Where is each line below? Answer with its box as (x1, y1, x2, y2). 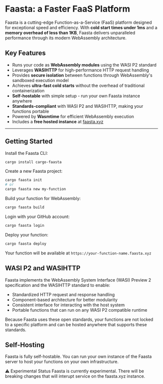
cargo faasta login (5, 223, 45, 228)
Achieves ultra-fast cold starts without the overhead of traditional (12, 83, 145, 88)
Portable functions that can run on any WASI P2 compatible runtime (12, 307, 147, 313)
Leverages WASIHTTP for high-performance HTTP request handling (12, 67, 149, 73)
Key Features (5, 49, 46, 57)
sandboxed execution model (12, 77, 69, 83)
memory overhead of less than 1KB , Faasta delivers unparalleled (5, 30, 136, 35)
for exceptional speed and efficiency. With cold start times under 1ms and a (5, 24, 158, 30)
